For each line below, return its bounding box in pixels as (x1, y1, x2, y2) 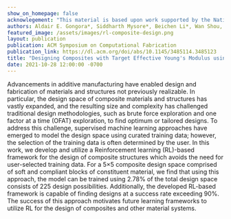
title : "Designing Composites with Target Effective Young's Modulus (7, 55, 211, 62)
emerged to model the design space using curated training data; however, (7, 131, 217, 139)
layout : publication (7, 36, 67, 43)
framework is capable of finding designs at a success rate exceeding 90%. (7, 189, 220, 198)
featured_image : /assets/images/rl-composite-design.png (7, 29, 174, 36)
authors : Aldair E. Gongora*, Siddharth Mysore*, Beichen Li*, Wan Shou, (7, 23, 223, 30)
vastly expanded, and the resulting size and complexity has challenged (7, 102, 208, 110)
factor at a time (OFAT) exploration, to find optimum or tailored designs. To (7, 116, 218, 124)
